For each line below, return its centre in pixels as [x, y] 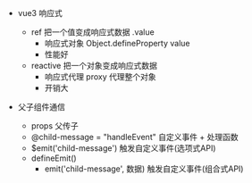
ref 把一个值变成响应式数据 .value [92, 32]
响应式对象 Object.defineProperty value [117, 43]
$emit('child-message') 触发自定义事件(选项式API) [123, 148]
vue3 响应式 [40, 13]
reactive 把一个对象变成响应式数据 [94, 66]
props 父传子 [55, 126]
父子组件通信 [41, 107]
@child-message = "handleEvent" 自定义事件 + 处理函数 [134, 137]
